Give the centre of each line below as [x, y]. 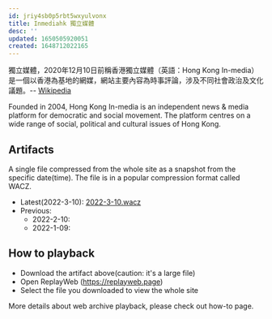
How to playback [52, 254]
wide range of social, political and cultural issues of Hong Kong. [115, 124]
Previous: [36, 210]
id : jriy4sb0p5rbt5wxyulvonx [57, 16]
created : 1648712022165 [49, 46]
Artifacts [31, 150]
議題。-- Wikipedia [40, 91]
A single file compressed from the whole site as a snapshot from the [122, 169]
